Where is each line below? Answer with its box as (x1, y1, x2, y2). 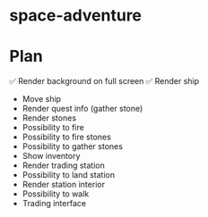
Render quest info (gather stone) (22, 104, 143, 114)
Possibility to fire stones (22, 131, 112, 143)
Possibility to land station (22, 170, 115, 180)
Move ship (22, 94, 61, 104)
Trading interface (22, 198, 87, 209)
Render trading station (22, 160, 105, 171)
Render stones (22, 113, 77, 123)
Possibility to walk (22, 188, 90, 199)
